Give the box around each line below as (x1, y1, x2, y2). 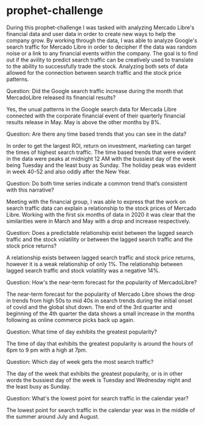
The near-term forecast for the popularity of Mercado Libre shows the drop (6, 290, 195, 298)
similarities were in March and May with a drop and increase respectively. (6, 217, 191, 225)
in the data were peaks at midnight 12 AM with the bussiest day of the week (6, 155, 196, 162)
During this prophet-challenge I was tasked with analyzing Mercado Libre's (6, 24, 195, 31)
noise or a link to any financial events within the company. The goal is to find (6, 49, 198, 57)
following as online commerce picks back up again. (6, 316, 135, 323)
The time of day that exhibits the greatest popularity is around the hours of (6, 340, 194, 347)
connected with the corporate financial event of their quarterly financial (6, 112, 186, 119)
